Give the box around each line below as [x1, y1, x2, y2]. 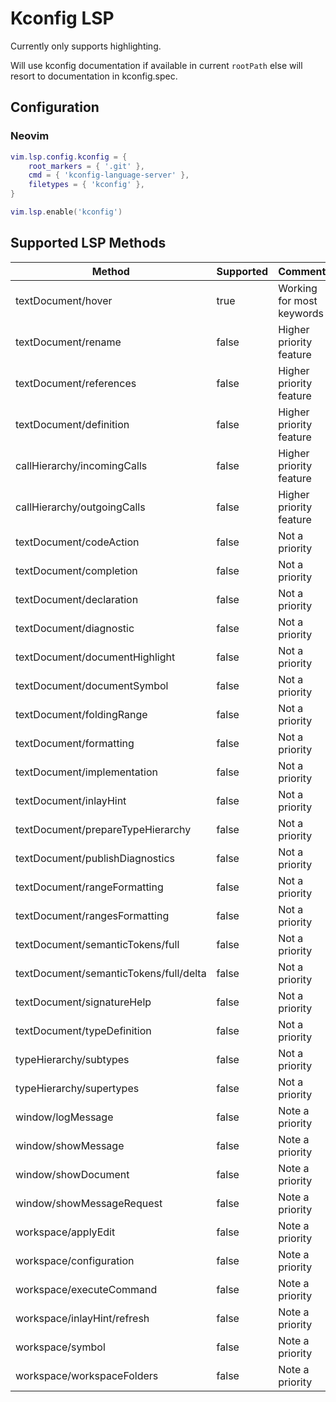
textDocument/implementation [15, 765, 159, 779]
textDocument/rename [15, 335, 122, 349]
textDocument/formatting [15, 736, 135, 750]
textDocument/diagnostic [15, 621, 135, 635]
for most [278, 293, 318, 307]
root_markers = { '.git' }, [28, 161, 145, 171]
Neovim [10, 129, 50, 143]
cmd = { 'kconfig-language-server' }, [28, 170, 190, 181]
